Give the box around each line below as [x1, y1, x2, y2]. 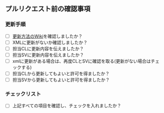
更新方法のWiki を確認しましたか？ [12, 33, 83, 39]
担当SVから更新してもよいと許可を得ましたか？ [12, 77, 110, 83]
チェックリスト [5, 91, 41, 98]
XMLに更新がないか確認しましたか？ [12, 39, 88, 45]
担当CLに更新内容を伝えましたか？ [12, 45, 84, 51]
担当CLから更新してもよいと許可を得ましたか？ [12, 71, 110, 76]
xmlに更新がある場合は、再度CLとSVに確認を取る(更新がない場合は [12, 58, 151, 64]
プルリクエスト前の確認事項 [5, 4, 91, 13]
